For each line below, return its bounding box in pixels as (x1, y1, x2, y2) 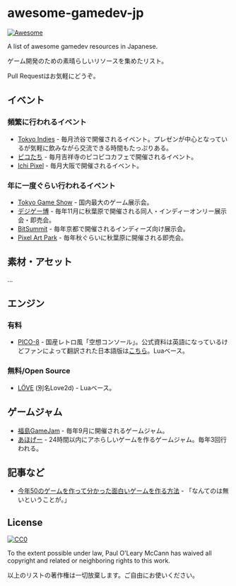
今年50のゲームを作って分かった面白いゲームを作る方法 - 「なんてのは (17, 486, 223, 496)
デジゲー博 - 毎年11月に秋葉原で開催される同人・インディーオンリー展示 (17, 206, 228, 215)
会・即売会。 (17, 216, 55, 224)
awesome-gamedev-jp (7, 5, 144, 21)
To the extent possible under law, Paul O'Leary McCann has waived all (7, 549, 212, 558)
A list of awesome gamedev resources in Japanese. (7, 42, 158, 50)
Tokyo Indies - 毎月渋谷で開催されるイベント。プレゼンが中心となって (17, 134, 222, 143)
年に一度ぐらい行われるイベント (7, 180, 116, 190)
